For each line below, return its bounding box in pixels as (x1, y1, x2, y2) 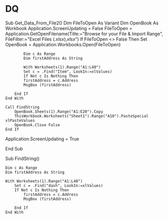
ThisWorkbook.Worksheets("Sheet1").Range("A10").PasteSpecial (14, 113, 149, 118)
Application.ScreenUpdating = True (5, 136, 80, 142)
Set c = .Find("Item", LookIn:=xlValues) (23, 69, 113, 74)
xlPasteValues (5, 118, 36, 123)
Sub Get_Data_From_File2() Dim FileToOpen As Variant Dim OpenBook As (5, 20, 159, 26)
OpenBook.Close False (14, 122, 60, 128)
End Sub (5, 145, 23, 151)
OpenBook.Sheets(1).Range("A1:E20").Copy (14, 109, 103, 114)
